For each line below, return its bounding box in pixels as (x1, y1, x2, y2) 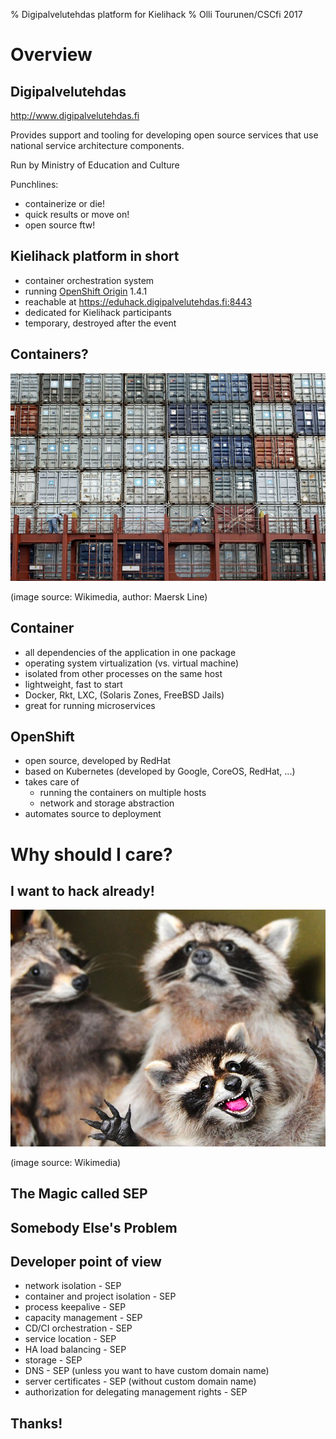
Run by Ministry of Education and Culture (10, 159, 180, 171)
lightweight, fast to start (24, 678, 123, 690)
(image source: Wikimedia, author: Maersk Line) (10, 590, 208, 603)
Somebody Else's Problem (10, 1219, 178, 1236)
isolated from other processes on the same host (24, 667, 223, 679)
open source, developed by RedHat (24, 755, 172, 767)
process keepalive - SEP (24, 1301, 127, 1313)
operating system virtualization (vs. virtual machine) (24, 657, 239, 669)
